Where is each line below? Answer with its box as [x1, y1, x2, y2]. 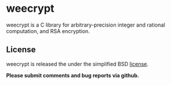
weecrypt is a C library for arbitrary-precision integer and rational [6, 21, 166, 28]
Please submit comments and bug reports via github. [6, 71, 140, 79]
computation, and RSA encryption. [6, 27, 90, 34]
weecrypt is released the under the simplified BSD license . [6, 60, 149, 67]
